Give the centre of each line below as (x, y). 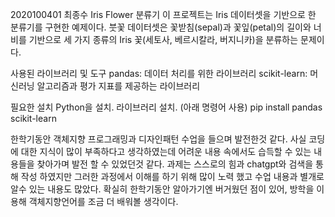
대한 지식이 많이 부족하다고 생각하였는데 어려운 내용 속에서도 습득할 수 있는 (166, 151)
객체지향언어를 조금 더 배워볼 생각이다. (103, 201)
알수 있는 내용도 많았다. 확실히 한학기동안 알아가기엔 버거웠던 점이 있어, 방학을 (162, 189)
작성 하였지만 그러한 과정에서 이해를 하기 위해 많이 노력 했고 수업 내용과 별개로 (172, 176)
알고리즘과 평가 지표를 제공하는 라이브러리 (118, 86)
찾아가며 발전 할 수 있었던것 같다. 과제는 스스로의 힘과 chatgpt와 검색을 (175, 164)
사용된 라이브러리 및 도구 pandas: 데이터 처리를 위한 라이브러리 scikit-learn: (159, 73)
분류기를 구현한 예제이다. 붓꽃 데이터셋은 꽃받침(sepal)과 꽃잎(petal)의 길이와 (161, 27)
